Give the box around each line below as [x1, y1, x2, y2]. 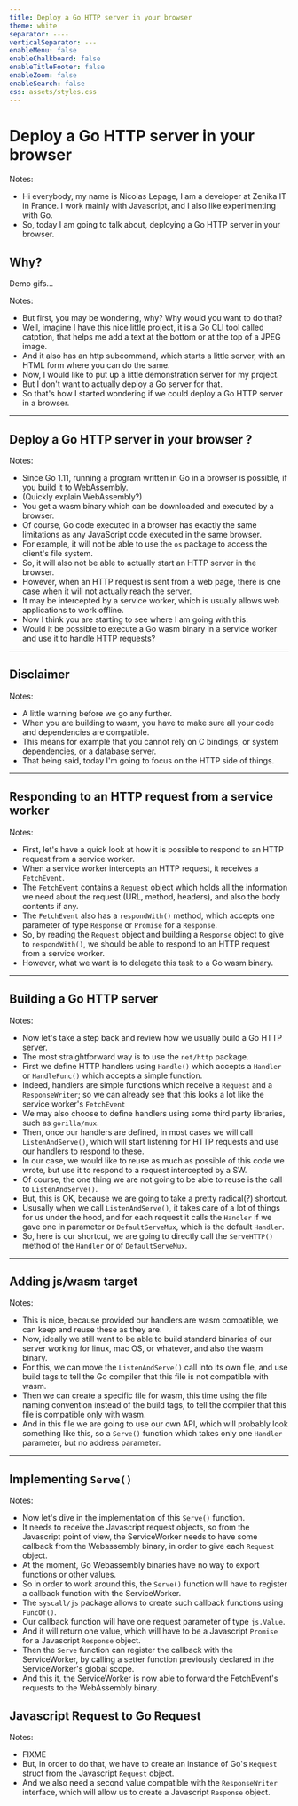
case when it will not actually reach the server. [21, 586, 192, 596]
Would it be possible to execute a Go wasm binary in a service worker [21, 624, 278, 635]
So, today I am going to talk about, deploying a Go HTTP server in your [21, 220, 281, 230]
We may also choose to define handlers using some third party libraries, [21, 1107, 286, 1118]
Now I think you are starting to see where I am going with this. [21, 614, 248, 625]
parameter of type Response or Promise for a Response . [21, 919, 218, 930]
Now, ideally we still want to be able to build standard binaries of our [21, 1334, 272, 1345]
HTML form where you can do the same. [21, 360, 170, 371]
